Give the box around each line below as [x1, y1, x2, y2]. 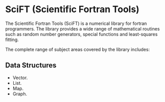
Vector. [12, 75, 28, 81]
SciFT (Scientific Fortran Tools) [5, 4, 140, 15]
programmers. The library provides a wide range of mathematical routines [5, 25, 160, 31]
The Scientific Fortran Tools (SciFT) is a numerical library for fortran [5, 20, 147, 26]
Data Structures [5, 61, 57, 70]
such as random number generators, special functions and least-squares [5, 31, 158, 37]
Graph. [12, 90, 27, 97]
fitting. [5, 37, 19, 43]
